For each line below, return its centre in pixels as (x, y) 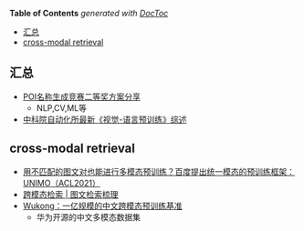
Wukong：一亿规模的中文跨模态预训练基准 (102, 206)
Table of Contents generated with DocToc (89, 13)
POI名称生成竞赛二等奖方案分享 (82, 96)
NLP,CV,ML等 (61, 107)
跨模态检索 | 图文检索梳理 (70, 194)
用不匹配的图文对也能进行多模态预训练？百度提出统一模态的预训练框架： (158, 171)
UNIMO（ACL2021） (61, 183)
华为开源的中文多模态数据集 (89, 216)
